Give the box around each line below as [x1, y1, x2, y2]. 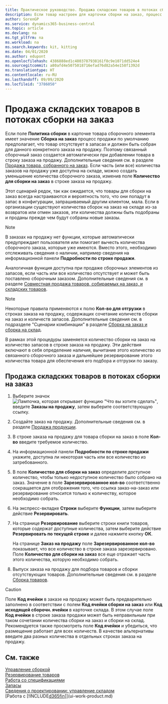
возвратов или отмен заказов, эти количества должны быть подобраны [5, 209, 159, 215]
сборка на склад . [5, 326, 42, 332]
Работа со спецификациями [5, 677, 65, 683]
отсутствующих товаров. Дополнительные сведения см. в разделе [12, 571, 156, 577]
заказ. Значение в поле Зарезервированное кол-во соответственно [12, 479, 160, 485]
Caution [5, 586, 21, 592]
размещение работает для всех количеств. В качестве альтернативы [5, 628, 154, 634]
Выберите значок [12, 393, 50, 399]
